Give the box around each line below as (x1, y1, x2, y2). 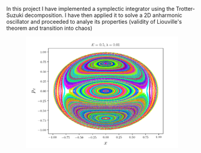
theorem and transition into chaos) (6, 24, 93, 32)
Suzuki (6, 12, 24, 19)
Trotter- (175, 5, 196, 12)
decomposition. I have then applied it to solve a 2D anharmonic (24, 12, 183, 19)
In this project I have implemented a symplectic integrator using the (6, 5, 175, 12)
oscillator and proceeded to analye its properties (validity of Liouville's (6, 18, 182, 25)
